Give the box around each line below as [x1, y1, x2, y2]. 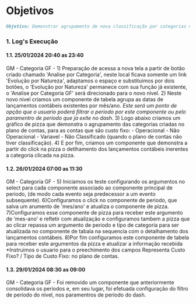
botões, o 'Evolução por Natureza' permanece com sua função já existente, [6, 83, 188, 90]
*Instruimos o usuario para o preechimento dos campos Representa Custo [6, 247, 185, 254]
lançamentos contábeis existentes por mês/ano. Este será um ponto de [6, 102, 177, 109]
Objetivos [6, 4, 54, 18]
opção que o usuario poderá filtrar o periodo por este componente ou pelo [6, 108, 187, 115]
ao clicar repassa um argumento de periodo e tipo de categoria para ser [6, 222, 180, 229]
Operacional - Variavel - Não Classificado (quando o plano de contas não [6, 133, 183, 140]
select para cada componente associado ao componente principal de [6, 184, 173, 191]
